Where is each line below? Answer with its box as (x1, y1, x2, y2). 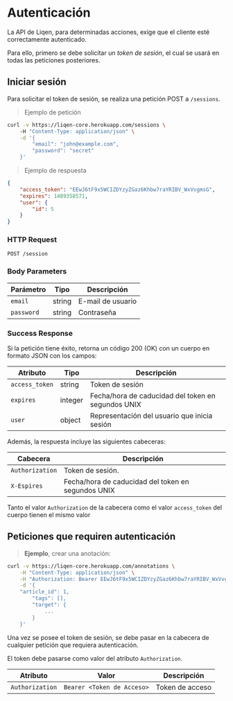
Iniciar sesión (7, 76, 67, 88)
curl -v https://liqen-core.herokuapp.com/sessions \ (7, 121, 166, 128)
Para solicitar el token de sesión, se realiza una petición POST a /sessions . (7, 94, 221, 103)
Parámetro (10, 285, 46, 294)
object (60, 415, 81, 425)
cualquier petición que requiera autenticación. (7, 641, 139, 649)
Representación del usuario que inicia (89, 411, 213, 421)
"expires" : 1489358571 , (19, 192, 89, 199)
